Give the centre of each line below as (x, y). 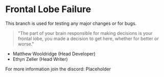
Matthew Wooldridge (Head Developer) (54, 54)
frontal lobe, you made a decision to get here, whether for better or (88, 38)
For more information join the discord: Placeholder (58, 69)
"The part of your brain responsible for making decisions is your (85, 33)
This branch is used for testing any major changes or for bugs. (71, 23)
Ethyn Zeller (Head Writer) (40, 59)
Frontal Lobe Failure (48, 9)
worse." (26, 44)
